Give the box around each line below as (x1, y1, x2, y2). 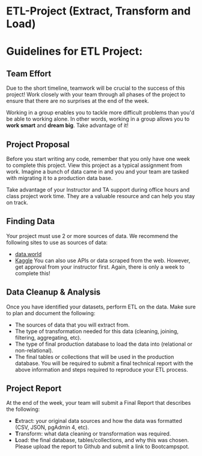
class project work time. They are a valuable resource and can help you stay (6, 193, 195, 199)
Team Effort (6, 68, 52, 79)
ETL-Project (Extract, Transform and (6, 4, 191, 18)
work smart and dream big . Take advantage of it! (6, 122, 129, 129)
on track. (6, 199, 29, 206)
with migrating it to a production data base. (6, 175, 113, 181)
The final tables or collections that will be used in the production (14, 353, 174, 360)
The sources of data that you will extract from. (14, 321, 130, 328)
